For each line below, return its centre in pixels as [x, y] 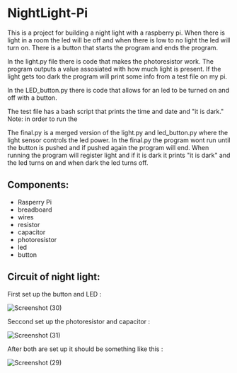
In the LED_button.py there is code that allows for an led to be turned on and [118, 90]
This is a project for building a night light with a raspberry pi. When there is [116, 33]
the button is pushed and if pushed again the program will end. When [108, 147]
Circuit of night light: [54, 277]
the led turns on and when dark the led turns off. [78, 162]
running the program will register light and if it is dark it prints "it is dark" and [119, 155]
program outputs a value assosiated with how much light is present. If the [114, 69]
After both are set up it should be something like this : [85, 349]
